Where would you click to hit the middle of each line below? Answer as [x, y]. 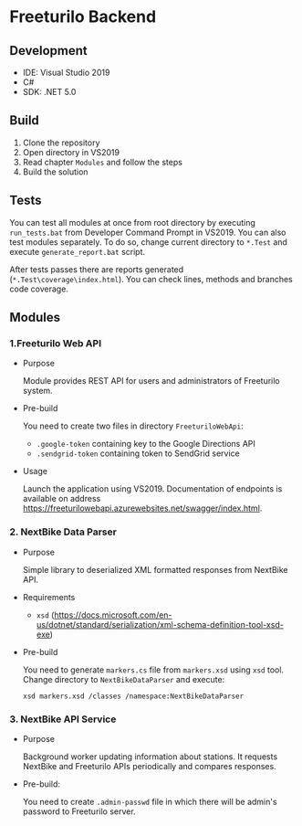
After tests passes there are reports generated [97, 269]
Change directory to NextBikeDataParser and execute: [124, 679]
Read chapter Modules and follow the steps [102, 162]
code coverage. [39, 289]
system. [37, 391]
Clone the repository [61, 143]
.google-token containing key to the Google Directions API [146, 444]
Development [49, 51]
